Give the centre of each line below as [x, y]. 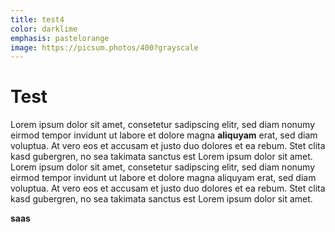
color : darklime [44, 29]
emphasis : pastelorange [60, 38]
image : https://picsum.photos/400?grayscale [104, 47]
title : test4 [37, 19]
